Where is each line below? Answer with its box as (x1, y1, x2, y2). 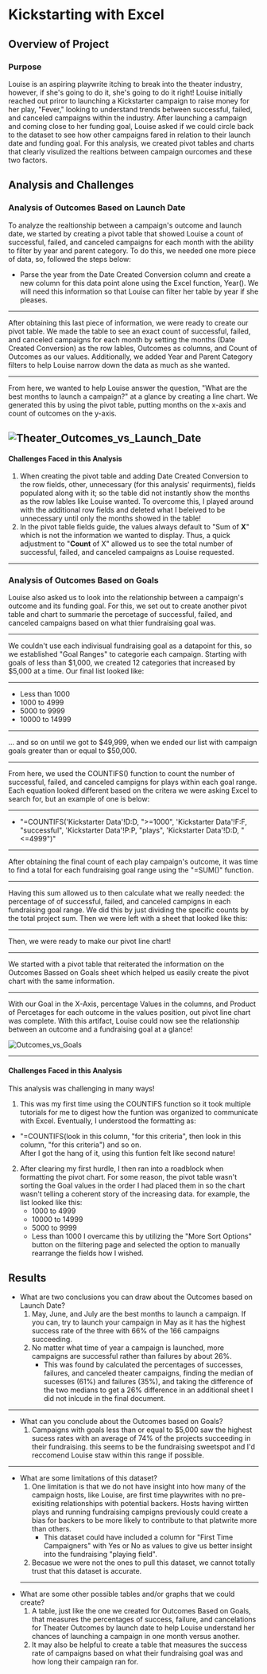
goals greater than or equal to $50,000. (8, 746, 137, 755)
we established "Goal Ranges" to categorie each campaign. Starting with (8, 650, 247, 659)
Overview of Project (8, 37, 110, 51)
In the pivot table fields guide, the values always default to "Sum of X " (19, 522, 250, 532)
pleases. (19, 295, 48, 304)
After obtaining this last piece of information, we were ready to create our (8, 318, 249, 327)
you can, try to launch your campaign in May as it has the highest (31, 1317, 246, 1327)
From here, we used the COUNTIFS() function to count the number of (8, 769, 235, 778)
